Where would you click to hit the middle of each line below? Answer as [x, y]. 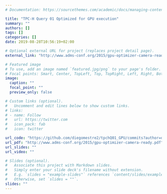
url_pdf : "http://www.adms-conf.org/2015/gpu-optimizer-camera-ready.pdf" [84, 142]
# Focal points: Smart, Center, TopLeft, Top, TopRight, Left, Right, [80, 74]
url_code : [15, 138]
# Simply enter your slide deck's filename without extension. [74, 170]
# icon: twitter [24, 129]
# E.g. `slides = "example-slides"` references [58, 175]
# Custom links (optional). [34, 101]
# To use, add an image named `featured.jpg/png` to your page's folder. [83, 69]
